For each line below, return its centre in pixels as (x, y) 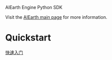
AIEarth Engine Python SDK (34, 7)
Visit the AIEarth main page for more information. (56, 17)
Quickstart (28, 38)
